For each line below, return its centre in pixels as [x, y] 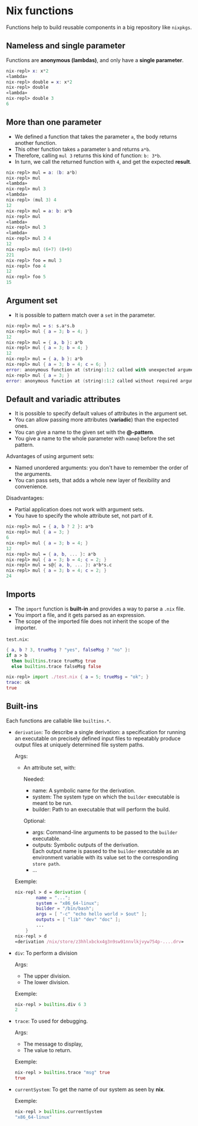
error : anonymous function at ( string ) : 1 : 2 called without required [92, 381]
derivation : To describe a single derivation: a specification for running [100, 732]
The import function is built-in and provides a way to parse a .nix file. [100, 609]
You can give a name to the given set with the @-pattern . [85, 432]
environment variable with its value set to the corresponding [105, 857]
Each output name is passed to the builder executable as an [106, 851]
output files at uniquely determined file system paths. [79, 744]
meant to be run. [52, 803]
